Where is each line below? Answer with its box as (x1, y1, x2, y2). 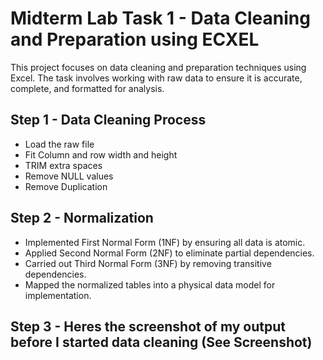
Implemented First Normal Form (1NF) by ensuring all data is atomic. (24, 236, 306, 248)
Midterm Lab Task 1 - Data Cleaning (10, 7, 311, 30)
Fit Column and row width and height (24, 148, 178, 161)
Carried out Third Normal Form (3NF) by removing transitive (24, 257, 272, 269)
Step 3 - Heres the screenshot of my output (10, 318, 286, 335)
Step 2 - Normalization (10, 210, 154, 227)
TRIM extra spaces (24, 159, 103, 171)
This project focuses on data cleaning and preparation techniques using (10, 61, 307, 73)
